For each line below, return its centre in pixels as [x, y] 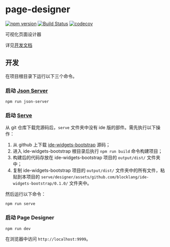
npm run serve [20, 204]
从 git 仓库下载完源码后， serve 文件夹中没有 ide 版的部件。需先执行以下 [81, 128]
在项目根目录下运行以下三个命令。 [41, 76]
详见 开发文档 [19, 45]
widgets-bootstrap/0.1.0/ [40, 184]
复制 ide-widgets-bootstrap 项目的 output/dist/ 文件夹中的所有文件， [86, 171]
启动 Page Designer [30, 218]
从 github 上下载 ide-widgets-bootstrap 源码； [61, 145]
